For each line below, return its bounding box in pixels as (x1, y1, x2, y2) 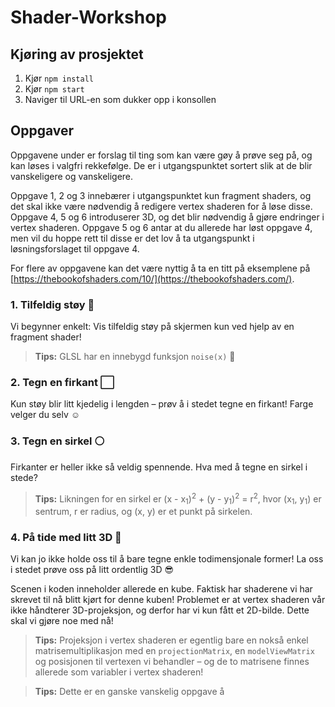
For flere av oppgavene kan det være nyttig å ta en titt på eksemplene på (10, 262, 311, 274)
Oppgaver (10, 122, 75, 140)
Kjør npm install (24, 72, 94, 84)
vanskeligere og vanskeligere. (10, 170, 134, 182)
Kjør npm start (24, 83, 85, 95)
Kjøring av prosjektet (10, 46, 144, 63)
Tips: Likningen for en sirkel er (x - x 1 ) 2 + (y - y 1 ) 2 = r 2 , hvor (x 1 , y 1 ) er (34, 491, 322, 507)
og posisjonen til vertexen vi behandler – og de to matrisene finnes (34, 656, 310, 668)
